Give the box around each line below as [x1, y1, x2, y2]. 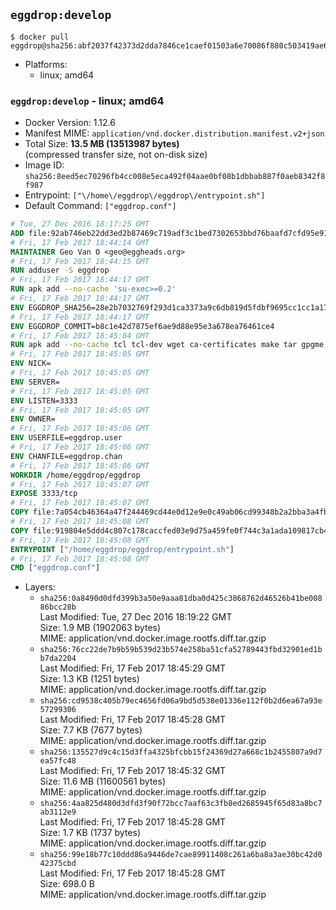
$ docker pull [10, 32, 70, 42]
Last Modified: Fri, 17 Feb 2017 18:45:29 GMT [39, 662, 227, 674]
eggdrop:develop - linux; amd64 [10, 94, 165, 108]
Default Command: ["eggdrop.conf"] [24, 200, 177, 212]
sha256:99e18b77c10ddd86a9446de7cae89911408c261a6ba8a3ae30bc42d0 [39, 850, 323, 860]
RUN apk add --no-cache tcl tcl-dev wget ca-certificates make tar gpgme [10, 340, 325, 350]
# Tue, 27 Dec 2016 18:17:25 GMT [10, 219, 150, 229]
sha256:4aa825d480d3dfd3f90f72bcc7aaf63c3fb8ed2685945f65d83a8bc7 [39, 799, 323, 809]
